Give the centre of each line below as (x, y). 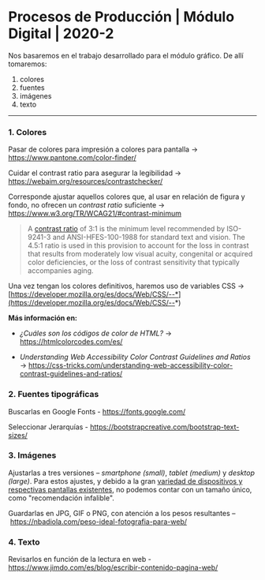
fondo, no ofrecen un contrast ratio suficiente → (87, 205)
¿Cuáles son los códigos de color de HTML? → (95, 333)
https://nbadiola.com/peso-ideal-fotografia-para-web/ (99, 522)
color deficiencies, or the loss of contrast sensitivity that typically (134, 262)
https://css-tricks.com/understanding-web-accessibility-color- (131, 365)
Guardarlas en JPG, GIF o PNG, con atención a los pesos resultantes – (122, 513)
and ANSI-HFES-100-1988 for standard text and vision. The (149, 238)
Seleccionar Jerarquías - (49, 427)
